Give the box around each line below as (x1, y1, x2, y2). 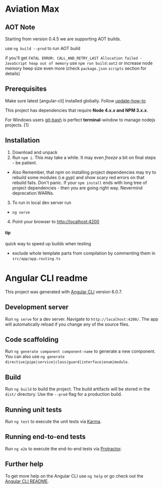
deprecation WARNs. (12, 190, 55, 196)
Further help (5, 460, 44, 468)
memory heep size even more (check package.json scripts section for (5, 65, 147, 71)
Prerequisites (5, 85, 47, 93)
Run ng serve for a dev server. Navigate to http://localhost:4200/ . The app (5, 316, 159, 322)
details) (5, 71, 20, 77)
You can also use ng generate (5, 354, 65, 360)
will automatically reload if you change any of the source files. (5, 321, 130, 327)
